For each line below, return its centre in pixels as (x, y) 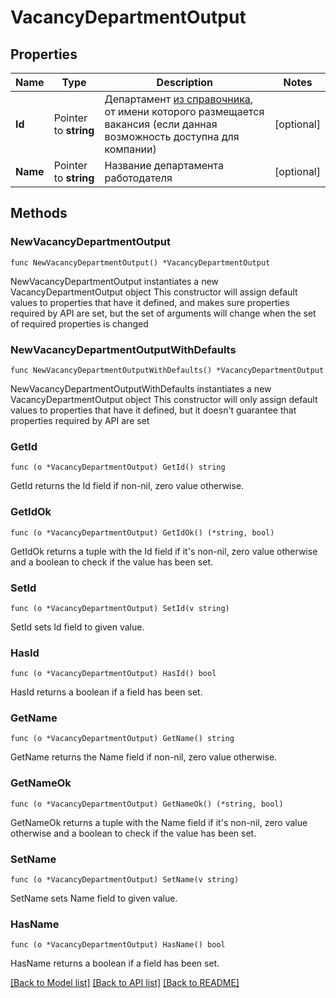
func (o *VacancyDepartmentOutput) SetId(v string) (120, 608)
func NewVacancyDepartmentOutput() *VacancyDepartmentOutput (140, 262)
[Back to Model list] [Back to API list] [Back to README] (125, 983)
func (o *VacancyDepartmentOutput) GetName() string (122, 739)
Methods (39, 213)
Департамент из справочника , (179, 99)
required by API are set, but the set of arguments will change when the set (163, 313)
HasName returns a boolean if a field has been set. (115, 963)
